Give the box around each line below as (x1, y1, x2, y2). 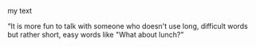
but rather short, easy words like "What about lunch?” (7, 30, 184, 39)
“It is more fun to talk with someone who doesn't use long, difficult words (7, 22, 248, 30)
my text (7, 6, 33, 15)
